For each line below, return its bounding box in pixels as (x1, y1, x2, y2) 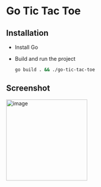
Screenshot (6, 83, 50, 93)
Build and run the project (14, 55, 76, 62)
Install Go (14, 43, 39, 51)
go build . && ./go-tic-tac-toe (14, 67, 95, 73)
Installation (6, 28, 49, 38)
